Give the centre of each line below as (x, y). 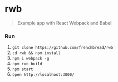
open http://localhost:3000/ (43, 75)
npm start (23, 69)
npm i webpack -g (31, 59)
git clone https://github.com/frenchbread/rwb (63, 48)
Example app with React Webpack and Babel (64, 23)
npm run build (27, 64)
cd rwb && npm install (36, 53)
